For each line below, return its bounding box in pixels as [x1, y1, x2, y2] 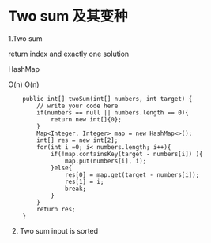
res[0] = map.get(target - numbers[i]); [64, 170, 200, 178]
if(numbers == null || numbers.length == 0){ [36, 108, 190, 117]
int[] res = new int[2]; [36, 136, 119, 144]
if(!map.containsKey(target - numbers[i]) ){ [50, 150, 203, 158]
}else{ [50, 163, 73, 172]
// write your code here [36, 102, 119, 110]
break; [64, 185, 87, 193]
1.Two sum [8, 33, 43, 43]
